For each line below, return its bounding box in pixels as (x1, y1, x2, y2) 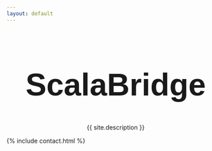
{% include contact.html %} (6, 136, 86, 145)
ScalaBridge (25, 67, 206, 103)
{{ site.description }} (87, 123, 145, 132)
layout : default (6, 10, 53, 17)
